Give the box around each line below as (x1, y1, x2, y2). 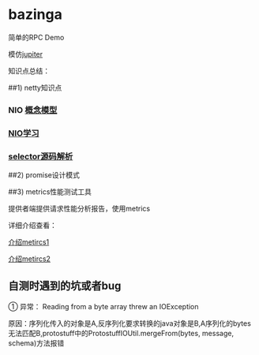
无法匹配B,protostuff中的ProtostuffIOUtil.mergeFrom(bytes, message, (8, 328, 235, 338)
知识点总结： (8, 65, 50, 76)
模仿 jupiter (8, 49, 43, 58)
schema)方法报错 (8, 338, 65, 348)
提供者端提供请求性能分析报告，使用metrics (8, 204, 151, 214)
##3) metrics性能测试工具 (8, 187, 92, 196)
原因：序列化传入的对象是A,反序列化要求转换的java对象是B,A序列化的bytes (8, 318, 251, 328)
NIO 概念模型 (8, 104, 58, 115)
